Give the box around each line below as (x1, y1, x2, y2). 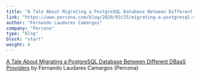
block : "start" (6, 36, 44, 42)
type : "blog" (6, 31, 39, 37)
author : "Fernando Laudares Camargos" (6, 20, 102, 25)
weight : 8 (6, 42, 31, 48)
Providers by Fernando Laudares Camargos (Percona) (6, 64, 139, 71)
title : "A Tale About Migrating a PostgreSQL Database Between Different (6, 8, 193, 15)
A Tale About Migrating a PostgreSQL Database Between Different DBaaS (6, 57, 186, 65)
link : (6, 14, 20, 20)
